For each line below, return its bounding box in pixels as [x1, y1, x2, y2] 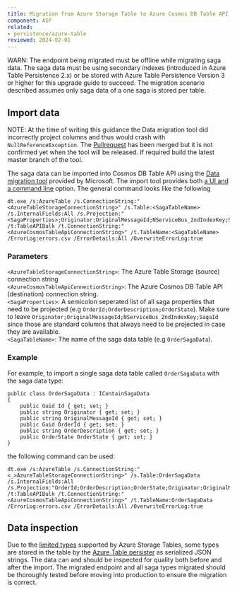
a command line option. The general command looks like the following [7, 184, 211, 192]
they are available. [7, 327, 61, 336]
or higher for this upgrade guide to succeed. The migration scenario [7, 79, 205, 87]
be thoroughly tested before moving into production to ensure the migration [7, 571, 227, 579]
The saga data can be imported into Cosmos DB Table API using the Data [7, 169, 220, 178]
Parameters [7, 251, 48, 261]
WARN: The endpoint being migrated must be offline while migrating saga [7, 56, 221, 64]
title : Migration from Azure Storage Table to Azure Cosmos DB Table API [7, 10, 229, 18]
